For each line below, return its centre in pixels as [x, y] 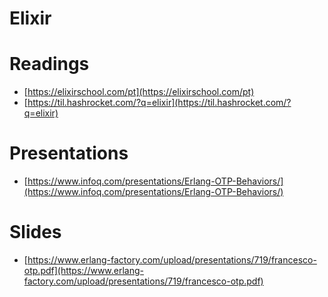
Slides [35, 232]
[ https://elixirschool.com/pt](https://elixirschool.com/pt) [139, 92]
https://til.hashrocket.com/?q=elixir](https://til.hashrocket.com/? [159, 103]
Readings [49, 64]
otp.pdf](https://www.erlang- [84, 270]
